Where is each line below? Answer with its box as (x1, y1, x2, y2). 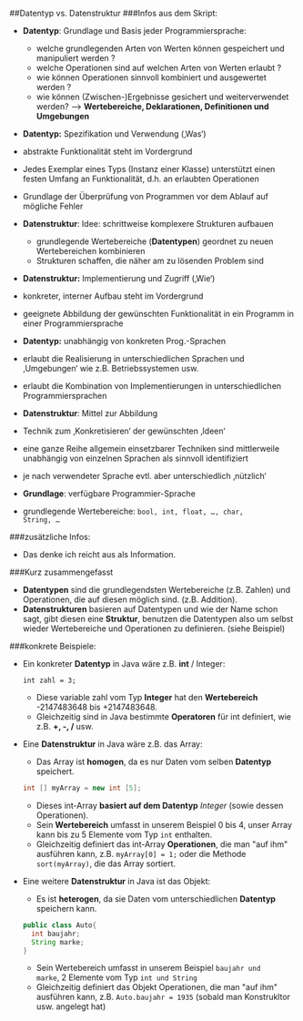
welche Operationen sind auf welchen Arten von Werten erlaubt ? (35, 63, 282, 73)
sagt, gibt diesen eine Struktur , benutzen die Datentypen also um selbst (22, 614, 294, 624)
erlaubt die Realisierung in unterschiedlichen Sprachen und (22, 353, 245, 363)
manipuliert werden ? (35, 53, 116, 63)
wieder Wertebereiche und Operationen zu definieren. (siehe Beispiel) (22, 623, 286, 634)
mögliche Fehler (22, 200, 84, 211)
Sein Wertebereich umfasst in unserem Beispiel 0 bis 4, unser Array (35, 819, 293, 830)
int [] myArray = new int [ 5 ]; (22, 783, 142, 792)
